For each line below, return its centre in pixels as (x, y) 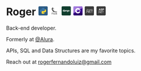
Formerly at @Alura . (30, 39)
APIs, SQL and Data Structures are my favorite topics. (71, 50)
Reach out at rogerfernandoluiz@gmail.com (59, 62)
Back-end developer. (31, 28)
